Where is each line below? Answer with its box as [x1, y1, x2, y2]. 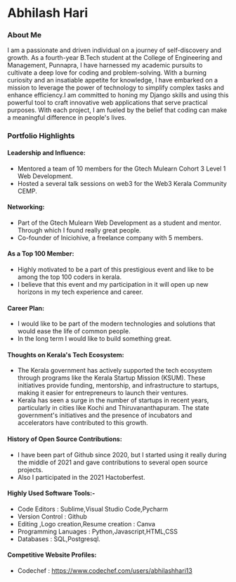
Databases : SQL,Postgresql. [17, 534, 100, 543]
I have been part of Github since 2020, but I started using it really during [17, 450, 227, 459]
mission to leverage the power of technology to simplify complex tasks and [7, 83, 225, 92]
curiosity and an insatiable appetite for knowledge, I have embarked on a [7, 76, 218, 85]
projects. [17, 465, 44, 473]
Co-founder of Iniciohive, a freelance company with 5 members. [17, 233, 204, 242]
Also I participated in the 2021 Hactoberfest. [17, 473, 145, 481]
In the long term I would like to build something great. [17, 335, 172, 343]
